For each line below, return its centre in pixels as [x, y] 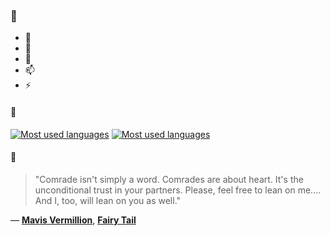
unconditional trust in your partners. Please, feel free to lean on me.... [178, 190]
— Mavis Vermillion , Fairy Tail [73, 220]
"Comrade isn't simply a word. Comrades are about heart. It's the [169, 179]
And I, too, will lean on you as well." [108, 200]
